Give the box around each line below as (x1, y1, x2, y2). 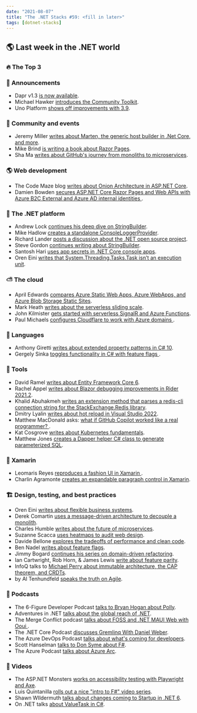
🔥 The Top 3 (6, 63, 42, 71)
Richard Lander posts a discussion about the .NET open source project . (14, 235, 188, 242)
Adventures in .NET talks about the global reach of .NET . (14, 610, 152, 617)
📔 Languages (6, 331, 44, 339)
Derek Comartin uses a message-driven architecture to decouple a (14, 512, 177, 520)
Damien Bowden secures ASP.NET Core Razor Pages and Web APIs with (14, 188, 191, 195)
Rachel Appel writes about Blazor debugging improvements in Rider (14, 385, 179, 392)
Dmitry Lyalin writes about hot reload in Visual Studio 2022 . (14, 410, 159, 417)
